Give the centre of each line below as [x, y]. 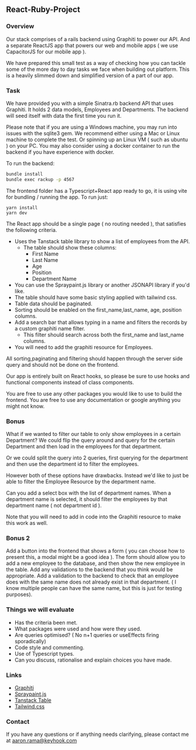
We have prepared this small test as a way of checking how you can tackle [96, 63]
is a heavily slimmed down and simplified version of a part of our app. [90, 75]
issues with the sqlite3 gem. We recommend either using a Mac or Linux [93, 133]
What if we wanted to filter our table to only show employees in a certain [94, 434]
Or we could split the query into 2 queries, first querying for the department [97, 458]
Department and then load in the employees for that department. [84, 446]
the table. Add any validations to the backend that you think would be [90, 570]
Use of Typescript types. [44, 653]
